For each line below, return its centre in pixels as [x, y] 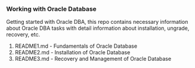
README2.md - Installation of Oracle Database [72, 52]
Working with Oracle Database [51, 9]
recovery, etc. [23, 35]
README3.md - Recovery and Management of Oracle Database [93, 59]
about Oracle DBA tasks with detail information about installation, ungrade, [98, 28]
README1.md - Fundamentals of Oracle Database [76, 46]
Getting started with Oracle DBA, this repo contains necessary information [97, 22]
